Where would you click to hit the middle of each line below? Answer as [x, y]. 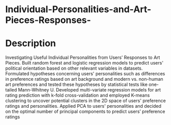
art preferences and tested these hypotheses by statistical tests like [77, 84]
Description [31, 43]
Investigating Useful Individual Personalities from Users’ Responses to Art [83, 57]
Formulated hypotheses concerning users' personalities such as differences [85, 74]
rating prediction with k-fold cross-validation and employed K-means [78, 96]
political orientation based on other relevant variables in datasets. [74, 68]
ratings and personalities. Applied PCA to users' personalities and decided [83, 106]
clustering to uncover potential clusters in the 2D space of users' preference [86, 101]
